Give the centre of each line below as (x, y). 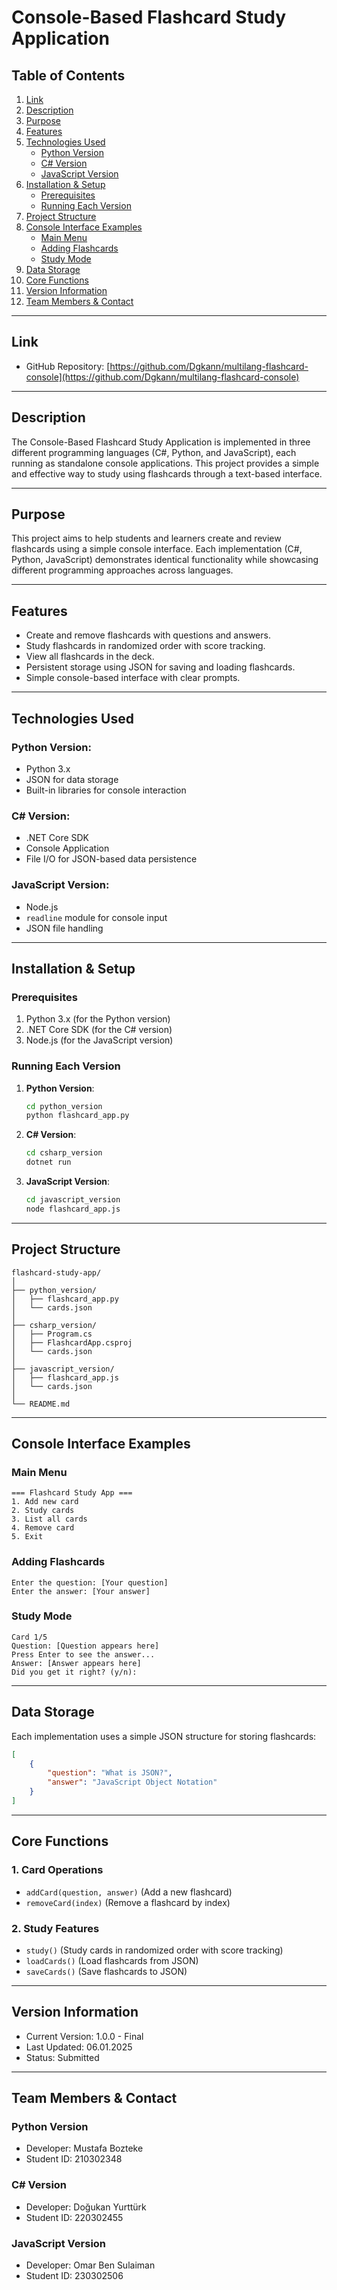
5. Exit (27, 1537)
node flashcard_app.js (73, 1209)
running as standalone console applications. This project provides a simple (165, 463)
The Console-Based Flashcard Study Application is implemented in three (161, 442)
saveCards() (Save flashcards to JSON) (106, 1971)
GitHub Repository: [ (68, 366)
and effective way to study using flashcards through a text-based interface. (167, 473)
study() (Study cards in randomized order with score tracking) (154, 1950)
